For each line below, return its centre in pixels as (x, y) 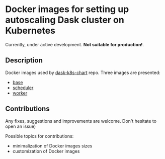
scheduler (23, 88)
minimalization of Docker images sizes (52, 146)
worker (20, 93)
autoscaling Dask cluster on (65, 20)
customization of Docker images (46, 151)
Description (24, 61)
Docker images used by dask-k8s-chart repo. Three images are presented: (83, 72)
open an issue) (21, 126)
